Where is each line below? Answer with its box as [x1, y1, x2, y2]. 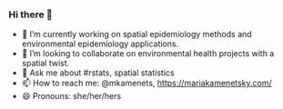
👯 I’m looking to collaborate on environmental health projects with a [21, 48, 275, 59]
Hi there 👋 [8, 8, 54, 21]
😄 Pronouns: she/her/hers [21, 91, 122, 102]
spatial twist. [21, 58, 70, 69]
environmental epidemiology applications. [21, 38, 179, 49]
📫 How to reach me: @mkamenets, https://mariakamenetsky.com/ [21, 77, 272, 89]
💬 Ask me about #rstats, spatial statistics [21, 67, 175, 78]
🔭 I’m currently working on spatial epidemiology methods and [21, 29, 252, 40]
